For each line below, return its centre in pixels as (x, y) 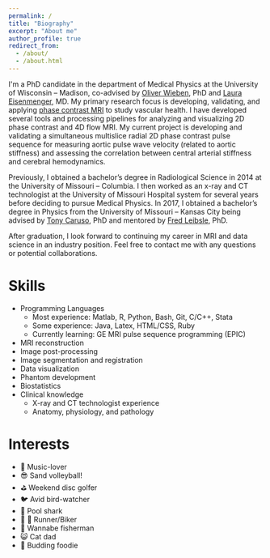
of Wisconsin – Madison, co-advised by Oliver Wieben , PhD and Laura (125, 92)
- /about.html (39, 62)
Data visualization (50, 368)
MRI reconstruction (52, 343)
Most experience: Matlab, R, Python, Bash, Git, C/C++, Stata (132, 317)
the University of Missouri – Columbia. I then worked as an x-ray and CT (129, 185)
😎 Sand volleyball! (51, 475)
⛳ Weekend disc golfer (59, 488)
